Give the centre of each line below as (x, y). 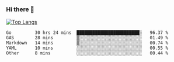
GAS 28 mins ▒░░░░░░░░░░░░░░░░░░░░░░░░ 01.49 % (87, 38)
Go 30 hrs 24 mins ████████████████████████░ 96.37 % (87, 33)
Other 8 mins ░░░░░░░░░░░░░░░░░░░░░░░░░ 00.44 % (87, 53)
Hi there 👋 (20, 9)
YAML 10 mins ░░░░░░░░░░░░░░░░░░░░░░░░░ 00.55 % (87, 48)
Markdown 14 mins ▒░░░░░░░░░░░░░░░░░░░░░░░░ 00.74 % (87, 43)
